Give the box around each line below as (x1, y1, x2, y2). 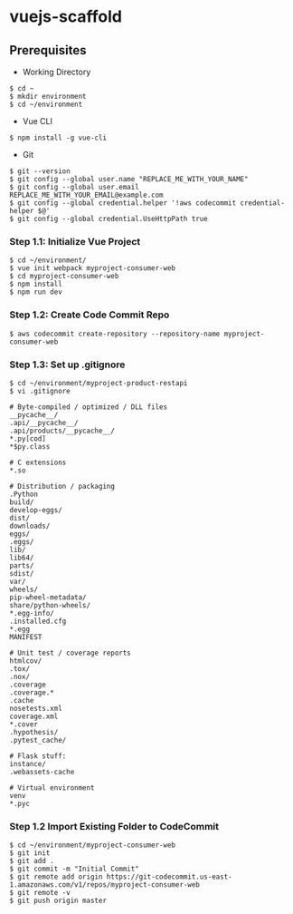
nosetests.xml (9, 704, 63, 713)
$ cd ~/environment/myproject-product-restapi (9, 378, 188, 387)
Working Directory (22, 66, 91, 77)
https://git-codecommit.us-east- (106, 872, 232, 881)
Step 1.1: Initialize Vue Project (9, 235, 141, 248)
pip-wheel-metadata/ (9, 592, 88, 602)
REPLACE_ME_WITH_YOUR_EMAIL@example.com (9, 190, 165, 199)
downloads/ (9, 521, 51, 530)
